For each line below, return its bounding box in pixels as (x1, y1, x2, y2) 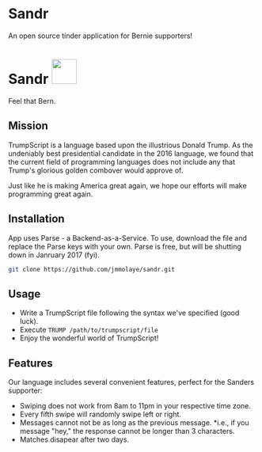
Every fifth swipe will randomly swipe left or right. (19, 409, 182, 419)
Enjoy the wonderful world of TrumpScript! (19, 333, 159, 343)
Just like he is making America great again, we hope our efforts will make (8, 180, 247, 190)
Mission (8, 120, 49, 133)
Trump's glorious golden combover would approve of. (8, 165, 184, 175)
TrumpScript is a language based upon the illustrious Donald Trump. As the (8, 140, 253, 150)
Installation (8, 212, 65, 226)
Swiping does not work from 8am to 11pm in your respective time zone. (19, 401, 251, 410)
